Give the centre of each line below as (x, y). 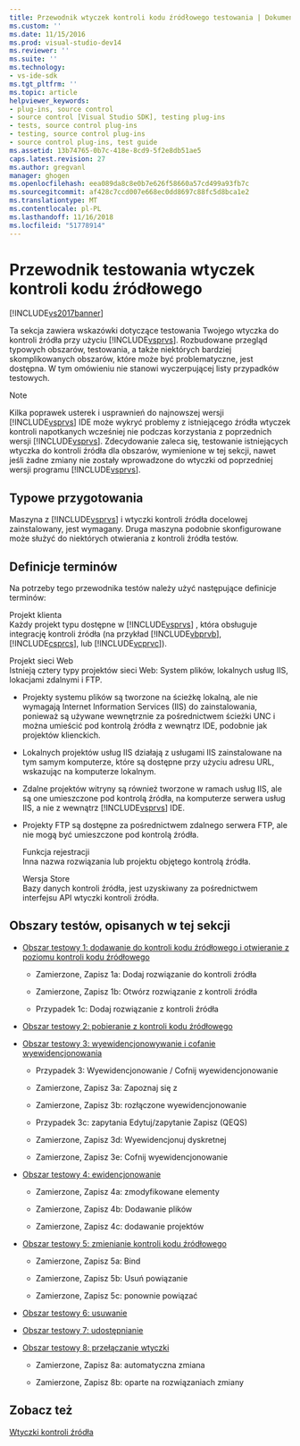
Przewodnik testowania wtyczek (132, 270)
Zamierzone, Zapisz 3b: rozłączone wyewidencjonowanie (141, 1104)
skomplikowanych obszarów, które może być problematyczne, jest (131, 359)
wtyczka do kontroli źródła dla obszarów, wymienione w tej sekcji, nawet (143, 451)
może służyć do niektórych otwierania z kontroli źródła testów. (124, 538)
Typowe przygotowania (76, 498)
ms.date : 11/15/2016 (48, 34)
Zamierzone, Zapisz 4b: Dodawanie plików (114, 1209)
